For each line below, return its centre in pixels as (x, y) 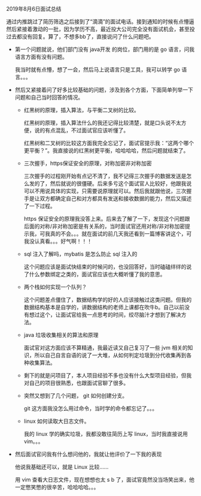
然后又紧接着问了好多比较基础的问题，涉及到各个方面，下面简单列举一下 (104, 90)
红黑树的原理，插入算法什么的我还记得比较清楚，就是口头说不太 (102, 123)
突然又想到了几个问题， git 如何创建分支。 (76, 396)
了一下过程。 (39, 206)
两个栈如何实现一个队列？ (55, 287)
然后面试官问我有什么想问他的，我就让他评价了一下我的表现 (88, 454)
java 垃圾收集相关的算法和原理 (61, 335)
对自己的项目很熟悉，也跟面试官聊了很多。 (76, 383)
